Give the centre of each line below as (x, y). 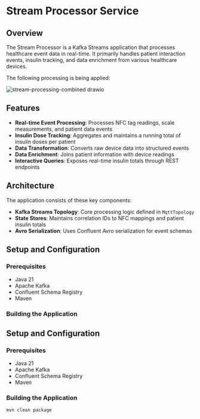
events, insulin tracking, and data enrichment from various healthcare (92, 60)
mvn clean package (29, 410)
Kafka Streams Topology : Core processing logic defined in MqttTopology (104, 212)
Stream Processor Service (73, 11)
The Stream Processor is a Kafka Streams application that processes (91, 47)
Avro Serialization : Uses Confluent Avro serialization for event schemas (103, 230)
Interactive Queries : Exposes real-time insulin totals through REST (97, 161)
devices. (17, 66)
